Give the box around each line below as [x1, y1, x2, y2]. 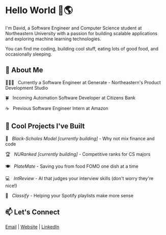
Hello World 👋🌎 [5, 5, 73, 16]
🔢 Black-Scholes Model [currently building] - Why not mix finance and [5, 135, 155, 141]
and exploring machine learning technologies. [5, 36, 101, 42]
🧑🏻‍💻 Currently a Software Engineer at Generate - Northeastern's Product [5, 79, 161, 85]
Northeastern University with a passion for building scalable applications [5, 30, 158, 36]
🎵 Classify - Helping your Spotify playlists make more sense [5, 192, 134, 198]
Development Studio [5, 85, 48, 91]
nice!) [5, 182, 17, 189]
